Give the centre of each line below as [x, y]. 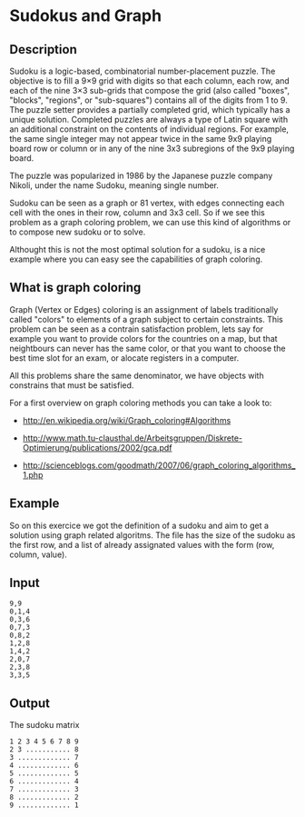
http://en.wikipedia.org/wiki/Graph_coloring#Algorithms [127, 420]
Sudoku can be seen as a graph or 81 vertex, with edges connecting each [147, 203]
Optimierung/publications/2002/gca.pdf [97, 447]
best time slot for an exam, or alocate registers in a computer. [124, 358]
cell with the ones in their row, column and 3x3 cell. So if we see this [137, 213]
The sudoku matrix [44, 725]
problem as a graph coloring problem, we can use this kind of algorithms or [150, 222]
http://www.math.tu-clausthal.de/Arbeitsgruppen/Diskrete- [133, 438]
